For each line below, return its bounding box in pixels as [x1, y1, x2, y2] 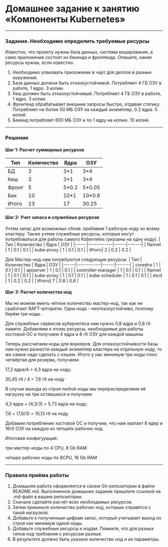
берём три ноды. [5, 310, 41, 316]
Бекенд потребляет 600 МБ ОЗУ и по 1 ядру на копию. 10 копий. [12, 117, 150, 123]
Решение [5, 134, 29, 141]
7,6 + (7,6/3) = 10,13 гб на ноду [5, 410, 68, 416]
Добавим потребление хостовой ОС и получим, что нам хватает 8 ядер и [5, 420, 163, 426]
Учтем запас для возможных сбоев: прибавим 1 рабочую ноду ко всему [5, 225, 160, 231]
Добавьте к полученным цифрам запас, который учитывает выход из [12, 515, 161, 521]
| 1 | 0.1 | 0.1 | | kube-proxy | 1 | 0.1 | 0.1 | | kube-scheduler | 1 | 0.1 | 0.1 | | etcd [5, 272, 162, 278]
